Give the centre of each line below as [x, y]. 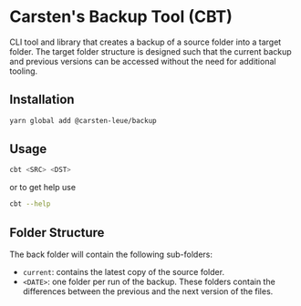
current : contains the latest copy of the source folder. [124, 272]
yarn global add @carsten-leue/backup [83, 120]
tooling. [24, 71]
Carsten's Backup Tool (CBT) [121, 17]
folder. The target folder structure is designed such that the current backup [150, 51]
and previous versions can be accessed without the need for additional [143, 61]
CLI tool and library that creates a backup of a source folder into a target [145, 42]
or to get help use [42, 188]
